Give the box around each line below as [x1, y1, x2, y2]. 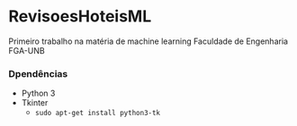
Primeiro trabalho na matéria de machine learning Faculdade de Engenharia [8, 36, 289, 46]
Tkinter [21, 97, 49, 108]
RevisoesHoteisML [8, 6, 152, 27]
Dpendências [8, 67, 68, 80]
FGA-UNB [8, 45, 46, 55]
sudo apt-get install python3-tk [34, 109, 161, 118]
